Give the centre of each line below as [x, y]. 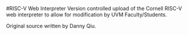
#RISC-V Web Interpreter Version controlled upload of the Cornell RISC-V [94, 8]
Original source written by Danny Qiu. [51, 26]
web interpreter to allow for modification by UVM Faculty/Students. [87, 15]
